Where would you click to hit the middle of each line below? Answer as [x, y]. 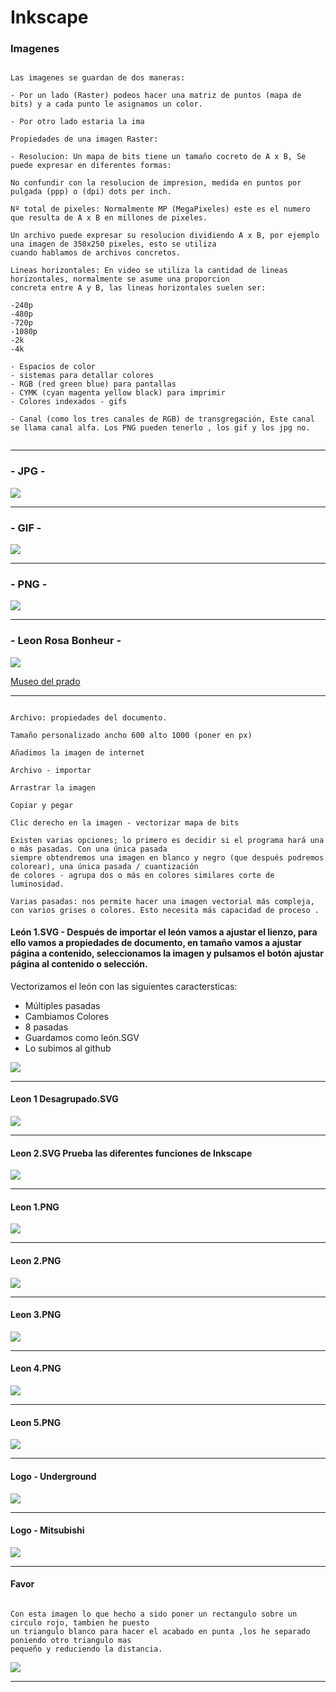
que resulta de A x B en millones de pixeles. [109, 218]
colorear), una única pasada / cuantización [104, 866]
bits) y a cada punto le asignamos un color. [106, 104]
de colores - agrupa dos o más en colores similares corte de [142, 875]
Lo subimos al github [68, 1048]
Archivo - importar [51, 770]
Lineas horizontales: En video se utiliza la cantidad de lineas [149, 271]
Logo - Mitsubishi [47, 1530]
